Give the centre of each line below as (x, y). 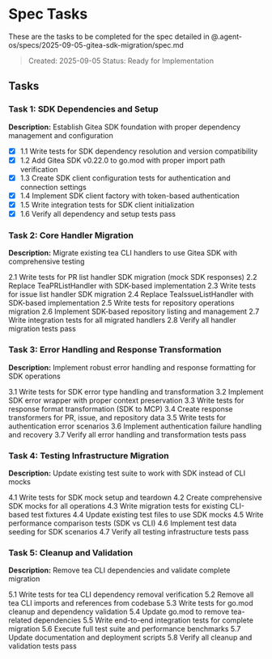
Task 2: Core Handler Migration (71, 235)
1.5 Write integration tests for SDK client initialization (107, 205)
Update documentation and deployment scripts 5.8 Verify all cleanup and (130, 638)
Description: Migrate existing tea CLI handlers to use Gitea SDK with (123, 253)
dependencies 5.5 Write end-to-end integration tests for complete (143, 620)
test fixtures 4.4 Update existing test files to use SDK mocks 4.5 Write (147, 514)
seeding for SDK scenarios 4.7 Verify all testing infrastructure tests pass (129, 531)
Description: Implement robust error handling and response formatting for (132, 367)
